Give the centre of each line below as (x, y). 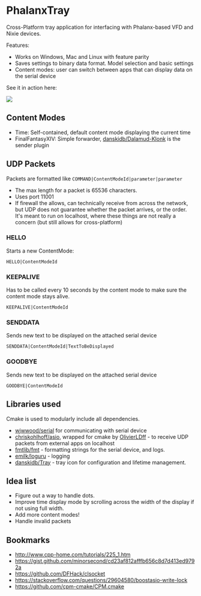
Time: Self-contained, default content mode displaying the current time (103, 132)
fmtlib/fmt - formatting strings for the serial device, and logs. (90, 449)
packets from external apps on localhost (65, 443)
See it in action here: (31, 87)
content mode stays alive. (38, 296)
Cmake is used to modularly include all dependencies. (73, 419)
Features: (18, 45)
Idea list (21, 481)
